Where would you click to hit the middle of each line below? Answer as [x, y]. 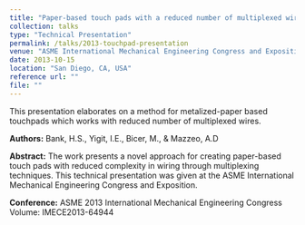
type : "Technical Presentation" [70, 34]
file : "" [26, 85]
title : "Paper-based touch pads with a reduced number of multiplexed [146, 18]
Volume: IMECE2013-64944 [62, 212]
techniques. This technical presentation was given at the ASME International [152, 175]
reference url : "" [44, 77]
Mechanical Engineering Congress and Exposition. [103, 185]
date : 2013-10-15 [42, 60]
